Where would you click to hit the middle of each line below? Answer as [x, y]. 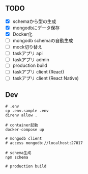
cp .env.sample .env [27, 111]
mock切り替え [27, 47]
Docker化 [23, 34]
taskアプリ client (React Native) [46, 78]
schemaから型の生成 [34, 21]
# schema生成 [18, 153]
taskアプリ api [28, 54]
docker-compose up [25, 130]
